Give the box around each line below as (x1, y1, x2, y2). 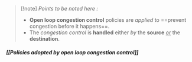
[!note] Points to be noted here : (20, 5, 99, 12)
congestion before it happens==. (29, 23, 110, 30)
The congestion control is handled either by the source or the (29, 29, 180, 36)
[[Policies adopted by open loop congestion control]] (6, 48, 139, 56)
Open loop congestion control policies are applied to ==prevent (29, 17, 187, 23)
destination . (29, 35, 60, 42)
